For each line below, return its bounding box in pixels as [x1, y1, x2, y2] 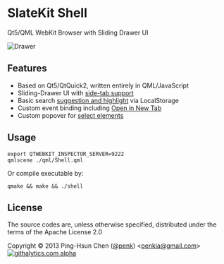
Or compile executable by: [7, 169, 84, 177]
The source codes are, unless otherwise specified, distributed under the [7, 220, 217, 229]
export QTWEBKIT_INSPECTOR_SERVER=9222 [7, 150, 125, 157]
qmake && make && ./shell [7, 182, 83, 190]
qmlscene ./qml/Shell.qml [7, 157, 83, 164]
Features [7, 62, 47, 75]
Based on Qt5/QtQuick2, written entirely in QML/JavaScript [17, 81, 189, 90]
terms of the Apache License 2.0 [7, 228, 103, 236]
